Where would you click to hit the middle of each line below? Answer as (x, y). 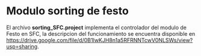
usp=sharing (22, 46)
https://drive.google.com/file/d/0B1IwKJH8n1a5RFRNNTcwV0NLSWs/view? (100, 40)
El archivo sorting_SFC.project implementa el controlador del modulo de (96, 27)
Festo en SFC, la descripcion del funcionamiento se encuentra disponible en (101, 33)
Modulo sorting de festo (68, 11)
